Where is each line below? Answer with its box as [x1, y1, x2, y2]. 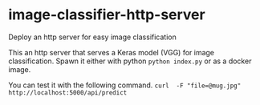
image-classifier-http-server [8, 6, 206, 24]
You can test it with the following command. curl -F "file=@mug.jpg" [8, 80, 242, 90]
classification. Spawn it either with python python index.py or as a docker [8, 56, 252, 66]
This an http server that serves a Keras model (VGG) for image [8, 47, 215, 57]
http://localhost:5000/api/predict [8, 88, 128, 97]
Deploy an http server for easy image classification [8, 32, 177, 42]
